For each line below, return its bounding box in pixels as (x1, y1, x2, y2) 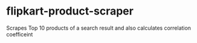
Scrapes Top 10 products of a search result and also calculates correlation (6, 24, 192, 31)
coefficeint (6, 30, 33, 38)
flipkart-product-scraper (6, 4, 134, 18)
